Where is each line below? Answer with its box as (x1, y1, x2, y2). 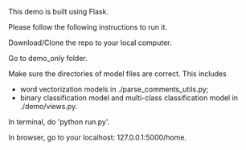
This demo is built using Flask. (8, 7, 109, 16)
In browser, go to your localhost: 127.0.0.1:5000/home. (8, 132, 187, 142)
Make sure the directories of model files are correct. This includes (8, 69, 227, 79)
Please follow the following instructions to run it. (8, 22, 167, 31)
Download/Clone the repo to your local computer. (8, 38, 172, 47)
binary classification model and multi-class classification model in (19, 93, 239, 103)
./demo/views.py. (19, 102, 78, 111)
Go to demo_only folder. (8, 54, 88, 63)
